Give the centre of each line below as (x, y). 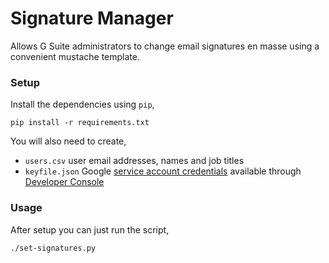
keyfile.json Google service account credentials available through (163, 171)
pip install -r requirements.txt (80, 123)
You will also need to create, (68, 141)
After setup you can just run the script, (90, 229)
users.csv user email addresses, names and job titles (134, 161)
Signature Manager (92, 18)
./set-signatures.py (53, 248)
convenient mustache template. (75, 56)
